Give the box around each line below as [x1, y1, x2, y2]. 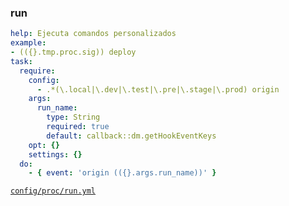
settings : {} [28, 149, 83, 160]
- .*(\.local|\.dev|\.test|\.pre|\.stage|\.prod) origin [36, 84, 280, 95]
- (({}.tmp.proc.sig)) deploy [10, 47, 137, 58]
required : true [46, 122, 110, 132]
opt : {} [28, 140, 60, 150]
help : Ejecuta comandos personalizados [10, 29, 177, 39]
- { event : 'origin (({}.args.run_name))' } [28, 168, 217, 178]
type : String [46, 112, 101, 123]
